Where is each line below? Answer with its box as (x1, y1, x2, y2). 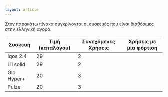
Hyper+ (7, 75, 26, 82)
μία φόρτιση (127, 44, 158, 51)
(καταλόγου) (38, 44, 71, 51)
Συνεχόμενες (82, 38, 116, 45)
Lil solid (7, 61, 26, 68)
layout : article (5, 7, 39, 12)
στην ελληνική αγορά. (5, 26, 52, 32)
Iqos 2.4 (7, 53, 27, 60)
